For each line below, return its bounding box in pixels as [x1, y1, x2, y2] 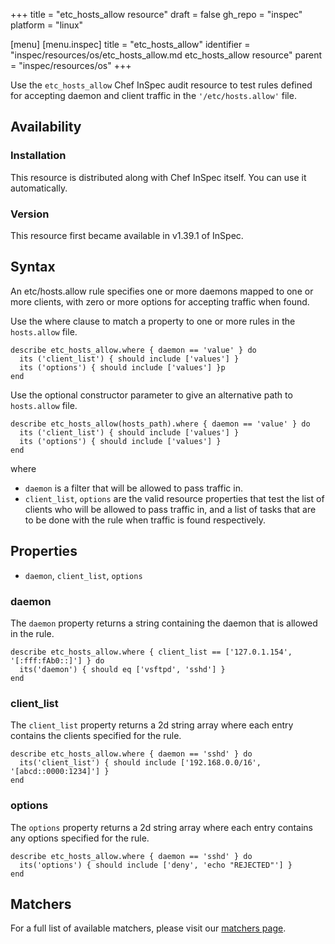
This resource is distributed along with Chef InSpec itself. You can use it [10, 171, 307, 183]
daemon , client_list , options [24, 569, 143, 581]
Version [10, 207, 50, 221]
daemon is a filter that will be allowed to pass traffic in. [24, 482, 243, 494]
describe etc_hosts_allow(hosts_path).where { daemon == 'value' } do [10, 419, 311, 429]
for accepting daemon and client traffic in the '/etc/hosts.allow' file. [10, 90, 297, 101]
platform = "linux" [10, 19, 84, 31]
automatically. [10, 182, 68, 194]
